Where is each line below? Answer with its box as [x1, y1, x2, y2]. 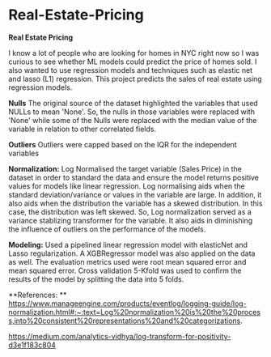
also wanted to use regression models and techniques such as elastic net [8, 65, 253, 74]
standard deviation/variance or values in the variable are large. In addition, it [8, 189, 262, 199]
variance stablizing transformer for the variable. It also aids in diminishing [8, 215, 253, 225]
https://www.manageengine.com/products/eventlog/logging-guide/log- [8, 298, 247, 308]
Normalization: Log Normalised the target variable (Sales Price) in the [8, 164, 243, 173]
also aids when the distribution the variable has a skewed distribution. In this [8, 198, 263, 208]
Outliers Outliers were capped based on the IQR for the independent [8, 139, 237, 149]
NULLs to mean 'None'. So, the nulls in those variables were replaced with [8, 107, 255, 117]
